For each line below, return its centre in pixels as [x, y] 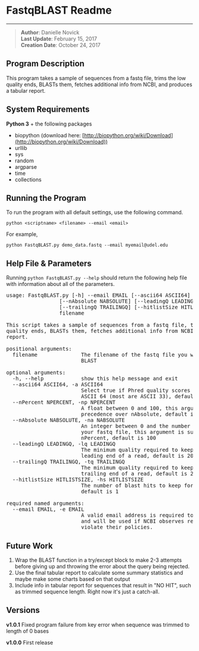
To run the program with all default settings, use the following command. [95, 212]
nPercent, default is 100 [118, 438]
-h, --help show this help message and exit [95, 379]
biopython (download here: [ [49, 135]
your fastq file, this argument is [133, 432]
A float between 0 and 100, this [129, 408]
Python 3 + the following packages [49, 124]
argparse [26, 166]
